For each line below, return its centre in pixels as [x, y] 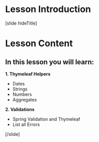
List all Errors [26, 124]
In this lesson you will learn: [50, 62]
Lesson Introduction [48, 9]
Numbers [22, 94]
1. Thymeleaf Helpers [28, 74]
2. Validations [20, 109]
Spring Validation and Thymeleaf [46, 119]
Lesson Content [39, 43]
